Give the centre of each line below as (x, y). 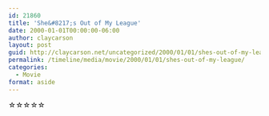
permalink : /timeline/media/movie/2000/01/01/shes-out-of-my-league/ (127, 60)
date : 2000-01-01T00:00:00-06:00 (64, 30)
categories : (28, 68)
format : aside (32, 82)
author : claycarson (41, 38)
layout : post (30, 45)
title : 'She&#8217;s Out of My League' (75, 23)
